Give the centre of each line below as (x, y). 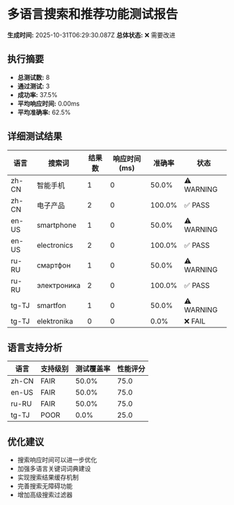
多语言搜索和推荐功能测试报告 (93, 14)
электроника (58, 285)
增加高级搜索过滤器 (45, 495)
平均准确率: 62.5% (44, 112)
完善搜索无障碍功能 (45, 486)
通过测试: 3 (33, 86)
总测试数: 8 (33, 77)
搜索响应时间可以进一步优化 (57, 460)
